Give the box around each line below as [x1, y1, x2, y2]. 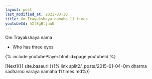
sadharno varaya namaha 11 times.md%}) [5, 69, 90, 75]
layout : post [5, 7, 32, 12]
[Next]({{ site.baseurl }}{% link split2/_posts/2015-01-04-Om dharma [5, 63, 147, 69]
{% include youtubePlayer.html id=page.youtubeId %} [5, 54, 116, 60]
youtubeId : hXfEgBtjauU [5, 21, 55, 26]
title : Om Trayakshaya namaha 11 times [5, 16, 88, 21]
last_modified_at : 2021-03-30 [5, 12, 68, 17]
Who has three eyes [12, 44, 54, 50]
